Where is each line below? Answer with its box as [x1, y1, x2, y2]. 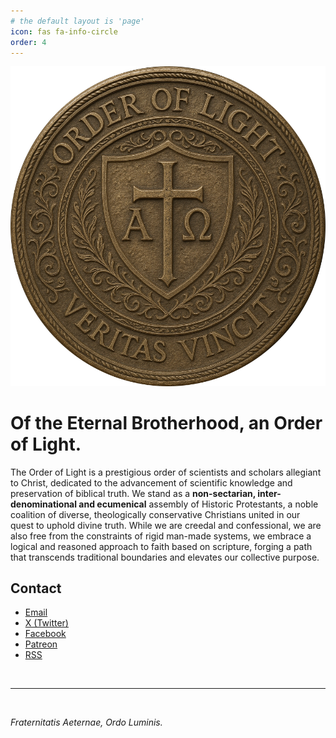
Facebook [24, 628, 67, 640]
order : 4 [10, 37, 47, 47]
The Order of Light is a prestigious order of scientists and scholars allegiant [10, 466, 322, 478]
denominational [10, 498, 78, 510]
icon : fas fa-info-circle [10, 26, 118, 37]
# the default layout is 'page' [10, 16, 145, 26]
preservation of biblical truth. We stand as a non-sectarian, [10, 487, 256, 499]
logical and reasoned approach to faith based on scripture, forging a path [10, 540, 313, 552]
